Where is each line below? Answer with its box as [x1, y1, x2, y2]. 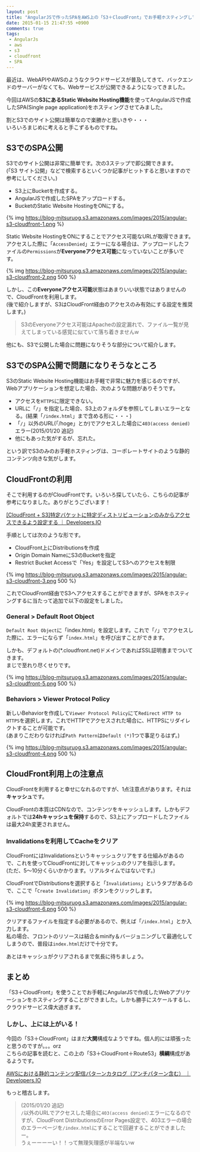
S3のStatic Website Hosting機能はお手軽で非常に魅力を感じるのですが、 [6, 377, 183, 385]
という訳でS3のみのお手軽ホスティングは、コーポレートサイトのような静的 [6, 447, 190, 454]
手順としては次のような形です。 [6, 531, 84, 538]
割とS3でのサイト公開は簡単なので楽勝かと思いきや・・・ [6, 116, 149, 123]
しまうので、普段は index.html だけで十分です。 [6, 940, 121, 947]
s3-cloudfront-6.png [6, 905, 57, 913]
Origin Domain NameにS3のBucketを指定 [14, 551, 116, 558]
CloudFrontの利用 [6, 474, 73, 484]
